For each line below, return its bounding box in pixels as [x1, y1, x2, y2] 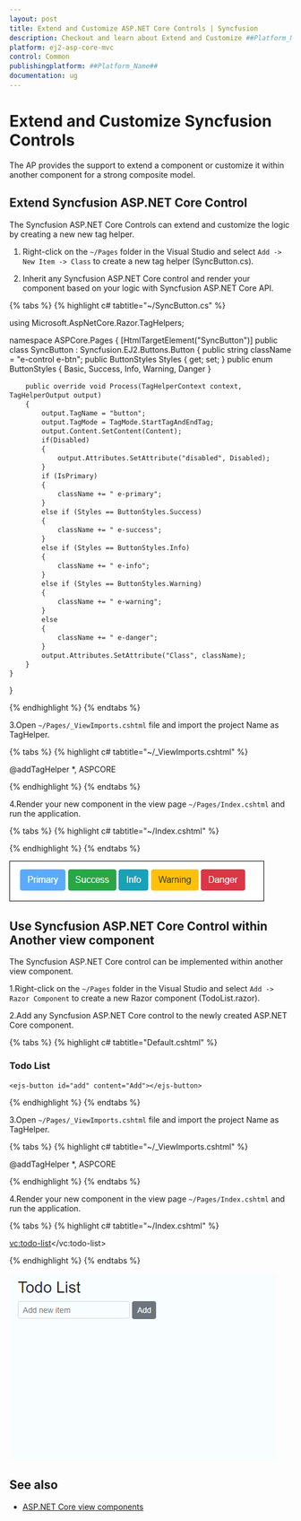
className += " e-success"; [56, 525, 163, 534]
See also [9, 1477, 58, 1493]
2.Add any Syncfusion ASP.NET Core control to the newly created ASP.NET [9, 1010, 288, 1021]
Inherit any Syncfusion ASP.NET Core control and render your [21, 273, 251, 284]
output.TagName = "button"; [41, 408, 146, 417]
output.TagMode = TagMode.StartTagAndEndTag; [41, 417, 215, 426]
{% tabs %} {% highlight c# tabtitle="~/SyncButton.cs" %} [9, 300, 226, 310]
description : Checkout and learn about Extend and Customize [9, 33, 243, 42]
